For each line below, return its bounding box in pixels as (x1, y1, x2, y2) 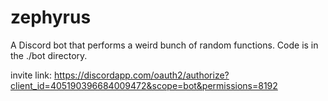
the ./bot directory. (10, 49, 88, 61)
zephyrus (10, 6, 92, 29)
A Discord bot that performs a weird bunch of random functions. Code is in (10, 39, 319, 51)
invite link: (10, 69, 53, 81)
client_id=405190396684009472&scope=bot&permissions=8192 (10, 79, 278, 91)
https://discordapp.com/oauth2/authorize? (53, 69, 230, 81)
